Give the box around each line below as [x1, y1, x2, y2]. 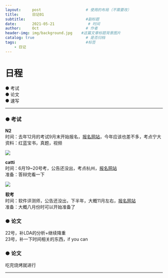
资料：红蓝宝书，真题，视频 [5, 139, 62, 145]
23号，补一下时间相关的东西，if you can [5, 236, 88, 242]
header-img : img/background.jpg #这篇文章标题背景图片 [5, 30, 121, 35]
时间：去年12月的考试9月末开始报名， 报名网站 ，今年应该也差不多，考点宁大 [5, 133, 161, 139]
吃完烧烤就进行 [5, 262, 36, 268]
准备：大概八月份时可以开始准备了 [5, 203, 75, 210]
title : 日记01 [5, 12, 44, 17]
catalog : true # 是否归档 [5, 35, 105, 40]
